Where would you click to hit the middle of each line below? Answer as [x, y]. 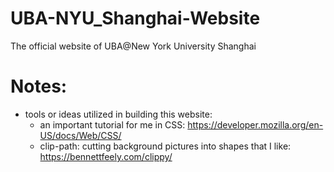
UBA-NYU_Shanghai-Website [135, 18]
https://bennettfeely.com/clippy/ [106, 156]
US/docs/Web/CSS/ [80, 135]
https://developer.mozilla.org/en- [255, 124]
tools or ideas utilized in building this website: [118, 114]
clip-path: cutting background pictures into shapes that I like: [165, 146]
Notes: [39, 86]
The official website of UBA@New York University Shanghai [133, 46]
